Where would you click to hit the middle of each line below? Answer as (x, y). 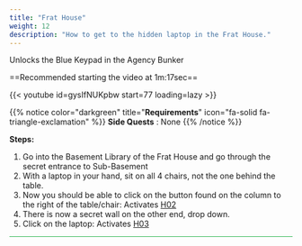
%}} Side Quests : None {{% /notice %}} (167, 122)
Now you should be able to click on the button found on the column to (151, 196)
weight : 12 (30, 26)
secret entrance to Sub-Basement (85, 167)
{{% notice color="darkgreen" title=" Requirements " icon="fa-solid (133, 113)
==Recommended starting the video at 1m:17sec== (104, 77)
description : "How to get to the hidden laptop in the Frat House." (140, 34)
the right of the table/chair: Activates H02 (99, 205)
